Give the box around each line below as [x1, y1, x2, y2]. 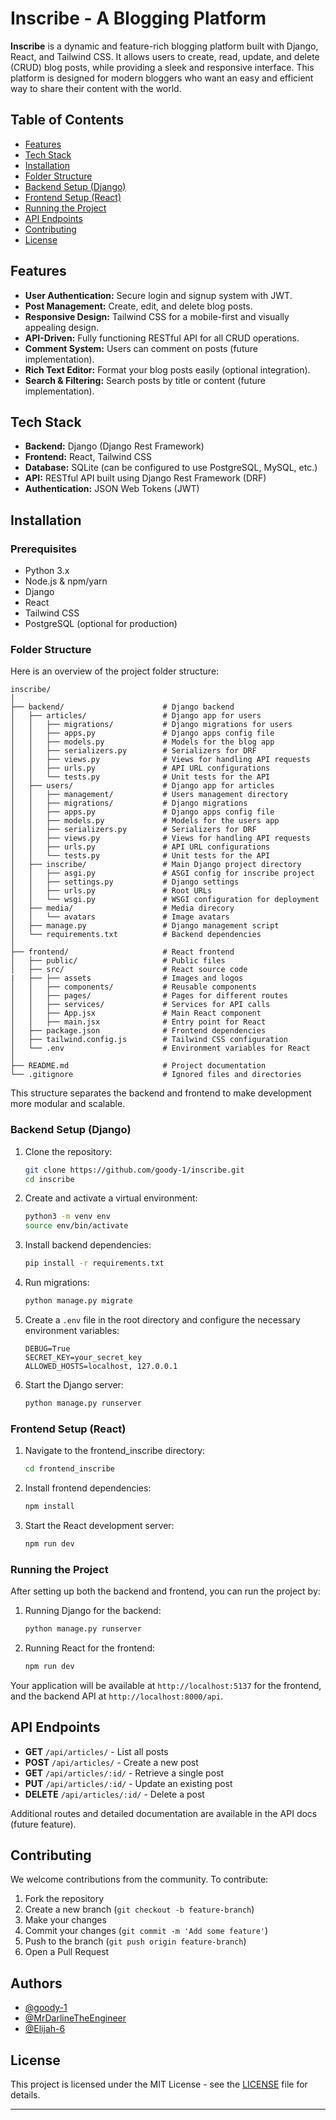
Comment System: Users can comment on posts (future [24, 342, 258, 354]
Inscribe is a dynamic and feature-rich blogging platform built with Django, [10, 40, 319, 52]
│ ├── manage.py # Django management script [10, 921, 280, 931]
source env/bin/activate [24, 1221, 129, 1231]
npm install [24, 1501, 75, 1511]
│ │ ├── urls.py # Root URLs [10, 886, 213, 896]
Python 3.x [24, 565, 70, 577]
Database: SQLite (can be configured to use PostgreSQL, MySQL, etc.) [24, 462, 318, 474]
